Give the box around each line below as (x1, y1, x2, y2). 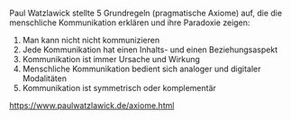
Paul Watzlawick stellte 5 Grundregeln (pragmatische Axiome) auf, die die (9, 8, 282, 18)
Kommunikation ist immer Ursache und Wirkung (22, 54, 201, 64)
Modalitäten (22, 73, 68, 84)
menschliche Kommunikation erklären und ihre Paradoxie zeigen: (9, 17, 250, 28)
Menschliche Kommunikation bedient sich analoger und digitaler (22, 63, 261, 74)
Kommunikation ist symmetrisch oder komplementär (22, 83, 216, 93)
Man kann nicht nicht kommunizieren (22, 35, 160, 45)
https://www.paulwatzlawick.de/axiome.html (9, 100, 175, 111)
